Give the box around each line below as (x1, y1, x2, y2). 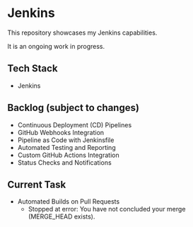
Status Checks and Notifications (17, 158, 112, 167)
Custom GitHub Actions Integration (17, 151, 119, 159)
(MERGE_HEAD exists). (28, 212, 95, 221)
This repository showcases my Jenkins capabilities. (7, 28, 158, 37)
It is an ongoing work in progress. (7, 42, 105, 50)
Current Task (7, 178, 66, 190)
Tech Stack (7, 62, 58, 75)
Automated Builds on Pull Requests (17, 197, 120, 206)
